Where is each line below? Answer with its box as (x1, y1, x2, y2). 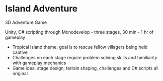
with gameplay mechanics (12, 60, 66, 66)
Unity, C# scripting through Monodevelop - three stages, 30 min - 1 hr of (5, 29, 154, 35)
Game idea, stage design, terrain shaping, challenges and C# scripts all (12, 65, 159, 71)
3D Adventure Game (5, 19, 47, 25)
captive (12, 49, 28, 55)
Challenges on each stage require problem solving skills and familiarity (12, 54, 158, 60)
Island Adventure (5, 3, 78, 14)
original (12, 70, 28, 76)
